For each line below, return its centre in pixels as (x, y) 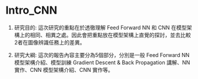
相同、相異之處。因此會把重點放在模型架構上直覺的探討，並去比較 (110, 35)
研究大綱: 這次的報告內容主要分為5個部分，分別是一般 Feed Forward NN (102, 55)
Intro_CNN (31, 10)
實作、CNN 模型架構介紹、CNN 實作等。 (64, 69)
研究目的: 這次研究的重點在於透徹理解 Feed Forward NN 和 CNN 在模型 (100, 27)
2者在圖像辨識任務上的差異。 (49, 42)
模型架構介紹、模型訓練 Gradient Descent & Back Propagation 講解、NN (102, 62)
